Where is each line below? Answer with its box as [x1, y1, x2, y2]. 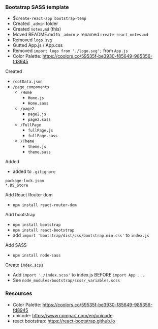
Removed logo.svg [12, 37, 52, 43]
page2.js [27, 112, 47, 117]
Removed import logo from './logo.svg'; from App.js [12, 47, 128, 54]
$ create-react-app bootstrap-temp [12, 15, 86, 21]
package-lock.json [5, 179, 44, 184]
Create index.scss [5, 262, 44, 268]
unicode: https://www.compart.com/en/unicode [12, 312, 113, 318]
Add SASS [5, 242, 27, 248]
